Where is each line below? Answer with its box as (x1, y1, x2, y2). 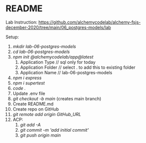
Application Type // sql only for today (20, 59, 96, 65)
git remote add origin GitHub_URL (12, 111, 81, 117)
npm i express (12, 75, 42, 81)
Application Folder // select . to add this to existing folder (20, 64, 136, 70)
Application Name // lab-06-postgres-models (20, 69, 112, 75)
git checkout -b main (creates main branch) (12, 95, 102, 101)
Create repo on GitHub (12, 106, 59, 112)
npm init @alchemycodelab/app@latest (12, 54, 94, 59)
